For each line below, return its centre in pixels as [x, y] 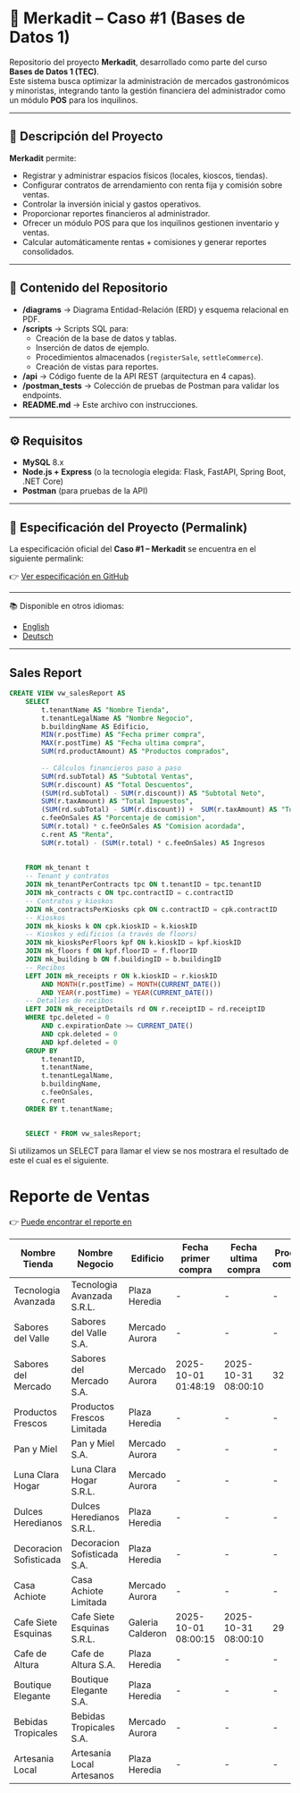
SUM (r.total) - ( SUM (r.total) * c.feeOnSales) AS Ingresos [154, 843]
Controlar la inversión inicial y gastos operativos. [112, 204]
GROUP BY [42, 1051]
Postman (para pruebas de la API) [85, 491]
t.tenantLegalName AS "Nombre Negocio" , [117, 718]
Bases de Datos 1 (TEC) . [54, 72]
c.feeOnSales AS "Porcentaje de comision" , [123, 818]
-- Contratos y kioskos [70, 901]
